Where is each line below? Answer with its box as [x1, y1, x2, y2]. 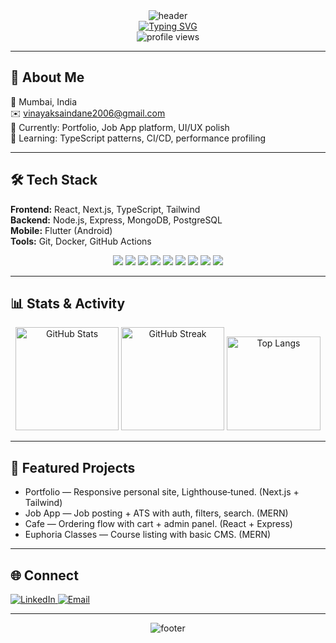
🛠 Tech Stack [10, 172, 98, 189]
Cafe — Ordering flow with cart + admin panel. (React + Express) [24, 518, 293, 530]
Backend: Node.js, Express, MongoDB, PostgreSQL [10, 214, 223, 226]
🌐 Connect [10, 567, 79, 584]
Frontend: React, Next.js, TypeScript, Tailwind [10, 203, 201, 215]
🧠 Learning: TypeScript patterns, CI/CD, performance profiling [10, 132, 266, 144]
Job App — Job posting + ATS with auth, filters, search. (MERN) [24, 507, 289, 519]
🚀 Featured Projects [10, 459, 136, 476]
